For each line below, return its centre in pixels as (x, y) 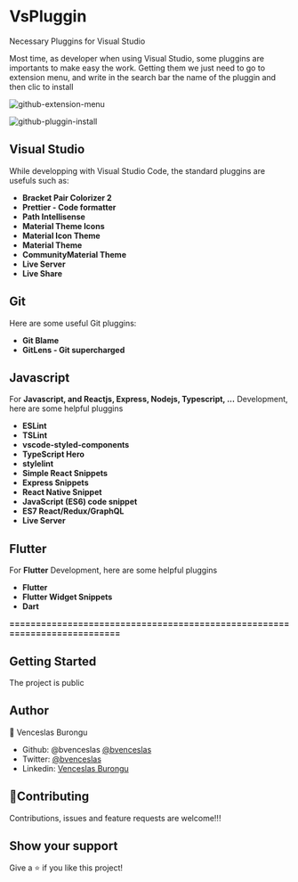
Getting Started (53, 661)
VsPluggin (48, 16)
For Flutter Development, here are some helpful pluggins (113, 570)
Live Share (42, 273)
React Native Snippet (62, 492)
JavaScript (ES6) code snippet (80, 502)
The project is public (47, 683)
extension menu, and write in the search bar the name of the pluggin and (143, 77)
